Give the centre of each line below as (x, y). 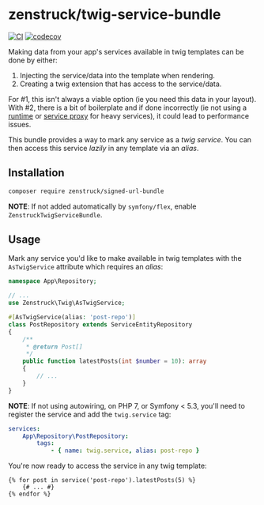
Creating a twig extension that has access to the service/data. (121, 84)
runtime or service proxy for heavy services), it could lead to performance (129, 115)
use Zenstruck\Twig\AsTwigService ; (67, 303)
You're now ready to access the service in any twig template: (107, 466)
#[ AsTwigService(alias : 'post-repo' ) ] (72, 318)
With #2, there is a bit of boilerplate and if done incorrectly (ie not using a (128, 107)
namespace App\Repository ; (53, 281)
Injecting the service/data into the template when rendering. (117, 75)
